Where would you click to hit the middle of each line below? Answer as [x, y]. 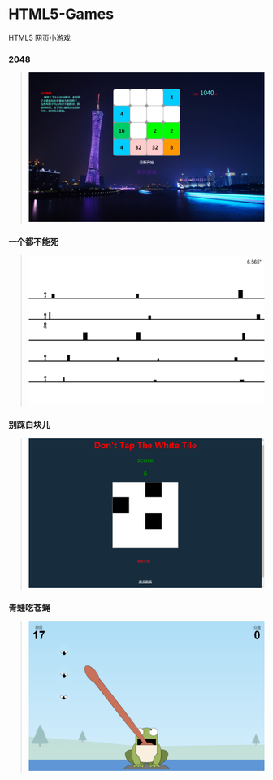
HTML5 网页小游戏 [40, 37]
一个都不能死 [34, 242]
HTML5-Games [61, 14]
